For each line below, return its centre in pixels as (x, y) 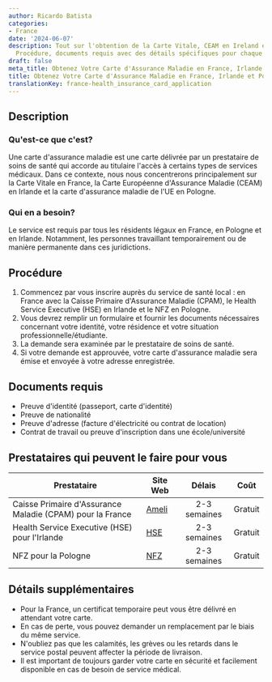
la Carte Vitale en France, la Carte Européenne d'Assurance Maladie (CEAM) (136, 183)
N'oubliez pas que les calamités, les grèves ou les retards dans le (129, 643)
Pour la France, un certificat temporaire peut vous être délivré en (128, 609)
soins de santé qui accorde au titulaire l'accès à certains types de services (133, 166)
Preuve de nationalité (55, 415)
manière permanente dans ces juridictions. (80, 247)
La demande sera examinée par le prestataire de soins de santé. (127, 344)
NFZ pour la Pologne (51, 556)
